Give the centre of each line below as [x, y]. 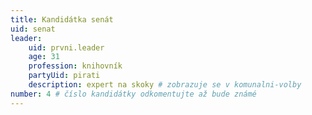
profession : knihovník [75, 66]
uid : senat [33, 29]
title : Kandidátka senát [62, 19]
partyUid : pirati [64, 76]
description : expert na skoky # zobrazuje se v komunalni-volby [165, 85]
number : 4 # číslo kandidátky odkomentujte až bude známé [133, 94]
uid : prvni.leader [66, 47]
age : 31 [44, 57]
